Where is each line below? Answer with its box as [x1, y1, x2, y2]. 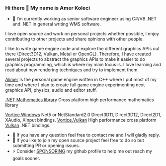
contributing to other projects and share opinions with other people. [5, 36, 144, 42]
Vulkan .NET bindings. [5, 122, 51, 129]
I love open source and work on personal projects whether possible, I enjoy [5, 31, 159, 37]
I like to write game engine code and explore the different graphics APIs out [5, 46, 160, 52]
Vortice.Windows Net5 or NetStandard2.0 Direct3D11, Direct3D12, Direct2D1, [5, 112, 162, 118]
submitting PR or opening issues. [12, 143, 81, 149]
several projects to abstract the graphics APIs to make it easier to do [5, 56, 145, 62]
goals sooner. [12, 156, 41, 162]
